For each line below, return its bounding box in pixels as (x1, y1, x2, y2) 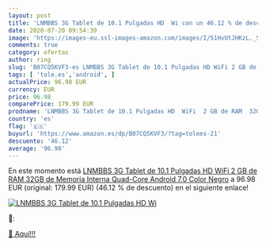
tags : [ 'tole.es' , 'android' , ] (8, 71, 115, 79)
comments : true (8, 41, 59, 49)
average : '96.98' (8, 144, 66, 152)
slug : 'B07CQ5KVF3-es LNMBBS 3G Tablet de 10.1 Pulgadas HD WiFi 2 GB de (8, 63, 257, 71)
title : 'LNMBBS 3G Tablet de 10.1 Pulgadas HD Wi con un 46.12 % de (8, 19, 243, 27)
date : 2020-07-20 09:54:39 (8, 26, 97, 34)
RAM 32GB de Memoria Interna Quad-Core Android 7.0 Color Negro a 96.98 (8, 175, 256, 184)
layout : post (8, 11, 51, 20)
